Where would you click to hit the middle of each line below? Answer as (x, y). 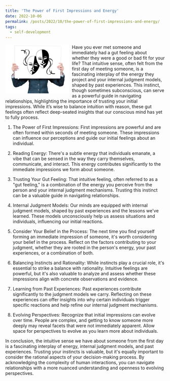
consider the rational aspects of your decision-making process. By (75, 357)
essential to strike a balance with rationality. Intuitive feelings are (80, 268)
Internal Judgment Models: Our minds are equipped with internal (80, 205)
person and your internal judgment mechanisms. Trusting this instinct (85, 190)
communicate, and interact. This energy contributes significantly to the (87, 164)
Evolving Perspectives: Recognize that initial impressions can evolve (84, 315)
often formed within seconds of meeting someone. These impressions (86, 133)
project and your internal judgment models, (117, 80)
